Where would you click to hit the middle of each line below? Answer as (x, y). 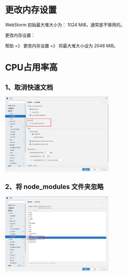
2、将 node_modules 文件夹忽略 (54, 187)
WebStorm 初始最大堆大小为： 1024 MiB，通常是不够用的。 (65, 25)
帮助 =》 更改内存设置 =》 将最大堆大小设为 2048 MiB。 (62, 45)
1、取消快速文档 (29, 87)
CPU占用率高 (31, 68)
